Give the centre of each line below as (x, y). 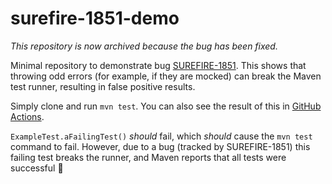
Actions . (27, 116)
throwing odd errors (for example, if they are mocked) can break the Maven (166, 76)
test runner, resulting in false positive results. (103, 86)
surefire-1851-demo (95, 18)
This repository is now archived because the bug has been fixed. (144, 46)
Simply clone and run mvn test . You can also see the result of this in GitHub (166, 106)
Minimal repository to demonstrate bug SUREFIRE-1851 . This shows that (158, 65)
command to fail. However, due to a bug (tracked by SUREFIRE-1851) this (160, 146)
